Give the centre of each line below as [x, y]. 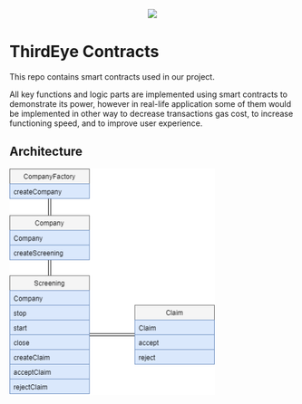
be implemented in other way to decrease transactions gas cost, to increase [151, 113]
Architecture [46, 152]
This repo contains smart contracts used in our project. [112, 76]
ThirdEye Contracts [84, 52]
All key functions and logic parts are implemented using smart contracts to [149, 94]
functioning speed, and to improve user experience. [106, 123]
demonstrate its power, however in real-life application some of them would [151, 103]
